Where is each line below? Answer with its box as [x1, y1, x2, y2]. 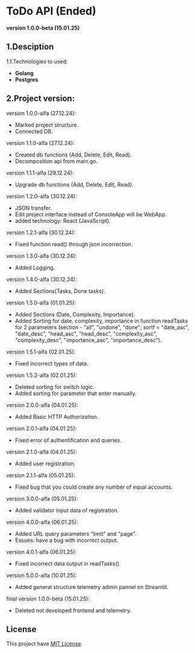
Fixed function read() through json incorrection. [14, 240, 133, 248]
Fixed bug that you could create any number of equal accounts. [14, 483, 173, 491]
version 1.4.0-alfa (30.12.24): [6, 275, 77, 283]
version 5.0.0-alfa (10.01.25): [6, 571, 77, 579]
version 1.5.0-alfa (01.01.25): [6, 299, 76, 306]
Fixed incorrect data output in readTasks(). [14, 560, 122, 567]
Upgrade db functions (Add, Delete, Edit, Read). [14, 181, 134, 188]
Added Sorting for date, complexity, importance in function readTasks [14, 317, 188, 324]
